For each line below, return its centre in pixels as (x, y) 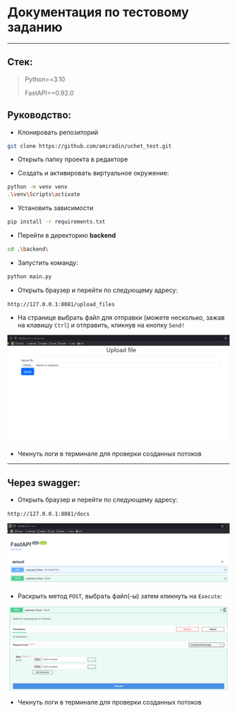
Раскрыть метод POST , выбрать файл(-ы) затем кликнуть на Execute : (120, 596)
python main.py (30, 277)
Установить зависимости (55, 208)
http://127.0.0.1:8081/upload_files (61, 304)
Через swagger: (44, 483)
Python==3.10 (45, 79)
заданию (35, 27)
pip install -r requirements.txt (56, 222)
